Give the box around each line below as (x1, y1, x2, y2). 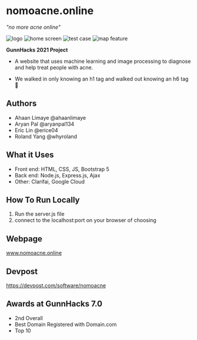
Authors (6, 99, 37, 109)
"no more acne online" (6, 23, 61, 31)
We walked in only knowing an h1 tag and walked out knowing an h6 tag (14, 75, 189, 82)
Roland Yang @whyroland (14, 133, 78, 140)
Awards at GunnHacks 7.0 (6, 299, 103, 309)
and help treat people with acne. (14, 63, 94, 71)
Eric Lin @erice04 (14, 126, 58, 133)
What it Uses (6, 150, 54, 160)
